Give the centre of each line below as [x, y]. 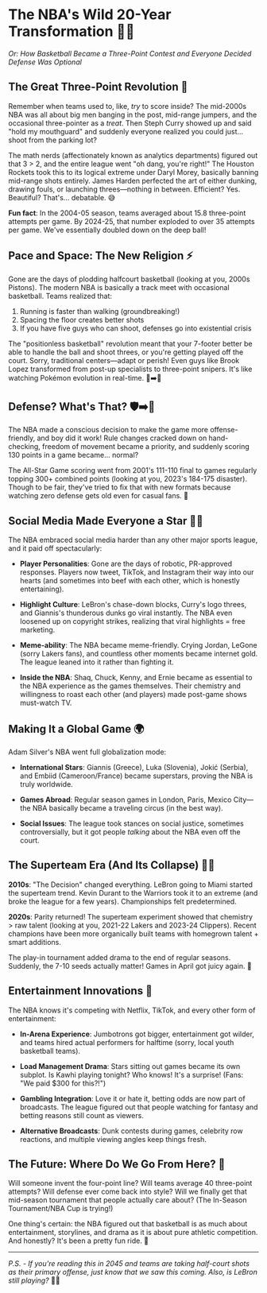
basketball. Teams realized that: [60, 296]
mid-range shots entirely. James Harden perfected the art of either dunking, [133, 180]
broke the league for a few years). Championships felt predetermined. [122, 901]
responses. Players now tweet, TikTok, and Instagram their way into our [137, 572]
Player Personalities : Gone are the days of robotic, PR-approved [126, 564]
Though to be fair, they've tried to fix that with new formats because [120, 487]
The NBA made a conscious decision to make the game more [108, 430]
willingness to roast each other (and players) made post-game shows [133, 695]
